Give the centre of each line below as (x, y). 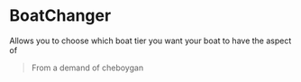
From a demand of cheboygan (87, 68)
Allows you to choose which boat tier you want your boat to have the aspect (150, 41)
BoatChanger (60, 16)
